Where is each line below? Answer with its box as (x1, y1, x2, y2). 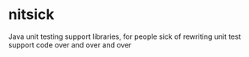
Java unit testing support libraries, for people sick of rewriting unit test (8, 32, 241, 41)
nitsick (8, 6, 55, 24)
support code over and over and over (8, 40, 132, 49)
